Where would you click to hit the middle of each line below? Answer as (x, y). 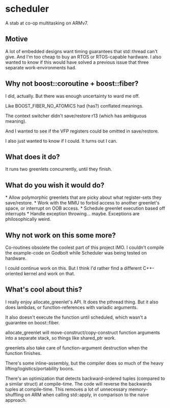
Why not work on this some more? (61, 235)
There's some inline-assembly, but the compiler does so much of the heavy (84, 363)
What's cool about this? (44, 289)
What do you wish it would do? (55, 185)
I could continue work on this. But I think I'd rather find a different (74, 268)
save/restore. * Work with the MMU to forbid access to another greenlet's (82, 203)
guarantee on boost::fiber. (33, 322)
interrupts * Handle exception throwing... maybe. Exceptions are (73, 214)
